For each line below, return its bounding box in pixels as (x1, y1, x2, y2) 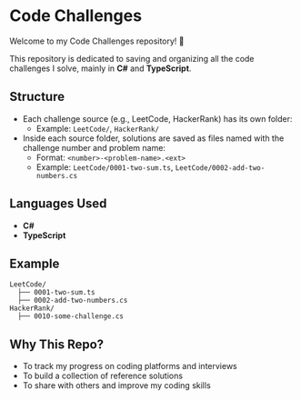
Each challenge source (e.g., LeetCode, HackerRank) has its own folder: (22, 113, 293, 124)
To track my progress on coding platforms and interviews (22, 361, 238, 372)
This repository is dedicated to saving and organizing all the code (9, 53, 255, 64)
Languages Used (9, 196, 107, 212)
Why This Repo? (9, 336, 105, 352)
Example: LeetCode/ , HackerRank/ (35, 123, 160, 134)
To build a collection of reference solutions (22, 370, 184, 382)
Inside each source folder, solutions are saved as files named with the (22, 133, 285, 144)
